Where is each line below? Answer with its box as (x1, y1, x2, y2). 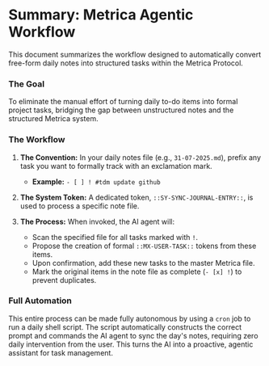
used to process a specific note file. (19, 200, 140, 211)
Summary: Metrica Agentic (8, 6, 194, 24)
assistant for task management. (8, 347, 113, 357)
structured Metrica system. (8, 114, 99, 124)
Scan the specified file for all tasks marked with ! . (32, 232, 198, 242)
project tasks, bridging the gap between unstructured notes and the (8, 105, 234, 115)
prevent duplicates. (32, 275, 97, 284)
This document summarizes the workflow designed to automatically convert (8, 49, 262, 59)
